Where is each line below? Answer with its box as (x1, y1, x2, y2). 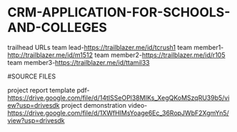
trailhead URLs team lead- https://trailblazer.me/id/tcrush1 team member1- (7, 43, 224, 51)
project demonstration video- (61, 101, 148, 109)
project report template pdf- (7, 86, 90, 94)
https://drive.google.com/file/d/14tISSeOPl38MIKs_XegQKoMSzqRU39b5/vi (7, 93, 230, 102)
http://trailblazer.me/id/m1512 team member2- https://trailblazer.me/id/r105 (7, 51, 226, 59)
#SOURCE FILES (7, 72, 56, 81)
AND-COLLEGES (7, 19, 107, 36)
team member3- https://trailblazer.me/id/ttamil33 (7, 58, 150, 66)
